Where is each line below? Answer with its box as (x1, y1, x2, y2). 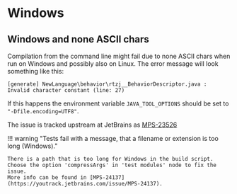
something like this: (7, 67, 64, 75)
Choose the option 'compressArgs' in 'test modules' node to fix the (7, 161, 217, 169)
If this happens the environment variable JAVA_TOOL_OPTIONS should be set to (7, 99, 229, 108)
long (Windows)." (7, 142, 58, 150)
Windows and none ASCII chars (7, 33, 150, 45)
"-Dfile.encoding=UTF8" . (7, 107, 79, 115)
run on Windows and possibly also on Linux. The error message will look (7, 59, 219, 68)
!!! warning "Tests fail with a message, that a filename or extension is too (7, 135, 219, 142)
